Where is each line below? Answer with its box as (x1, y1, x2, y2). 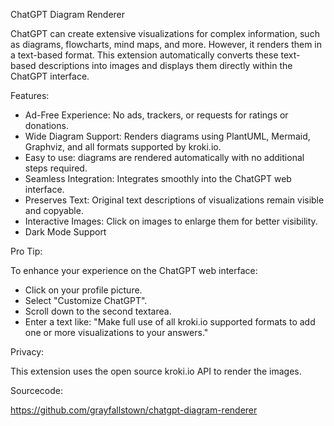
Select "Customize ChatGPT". (24, 295, 148, 306)
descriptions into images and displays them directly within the (38, 60, 293, 71)
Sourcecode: (10, 385, 64, 396)
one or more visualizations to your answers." (24, 327, 209, 338)
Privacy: (10, 346, 45, 358)
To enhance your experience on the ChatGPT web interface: (10, 265, 258, 276)
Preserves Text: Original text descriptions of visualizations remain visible (24, 194, 325, 206)
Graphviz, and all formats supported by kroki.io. (24, 141, 222, 153)
